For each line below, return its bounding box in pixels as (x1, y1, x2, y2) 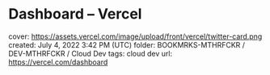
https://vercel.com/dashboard (8, 57, 108, 67)
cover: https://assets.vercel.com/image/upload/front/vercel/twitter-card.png (8, 31, 263, 41)
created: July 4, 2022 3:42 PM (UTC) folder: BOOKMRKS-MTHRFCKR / (8, 40, 245, 49)
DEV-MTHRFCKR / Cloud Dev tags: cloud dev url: (8, 48, 172, 58)
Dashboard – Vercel (8, 5, 142, 23)
